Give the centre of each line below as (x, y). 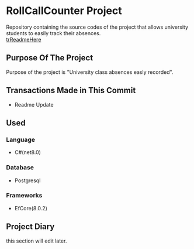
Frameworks (24, 196)
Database (20, 168)
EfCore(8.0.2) (31, 208)
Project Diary (30, 227)
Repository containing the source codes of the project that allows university (97, 27)
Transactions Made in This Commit (71, 91)
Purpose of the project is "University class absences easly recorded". (90, 72)
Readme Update (34, 104)
